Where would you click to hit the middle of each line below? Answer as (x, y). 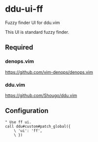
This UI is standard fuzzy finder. (37, 32)
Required (19, 47)
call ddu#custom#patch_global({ (38, 126)
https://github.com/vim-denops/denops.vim (49, 72)
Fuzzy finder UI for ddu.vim (32, 23)
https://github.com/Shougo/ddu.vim (41, 95)
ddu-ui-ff (24, 9)
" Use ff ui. (18, 122)
